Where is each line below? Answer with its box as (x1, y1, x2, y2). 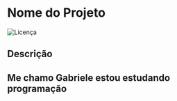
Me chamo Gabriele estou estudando (7, 72, 171, 84)
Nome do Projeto (7, 5, 106, 21)
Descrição (7, 48, 53, 60)
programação (7, 82, 67, 95)
